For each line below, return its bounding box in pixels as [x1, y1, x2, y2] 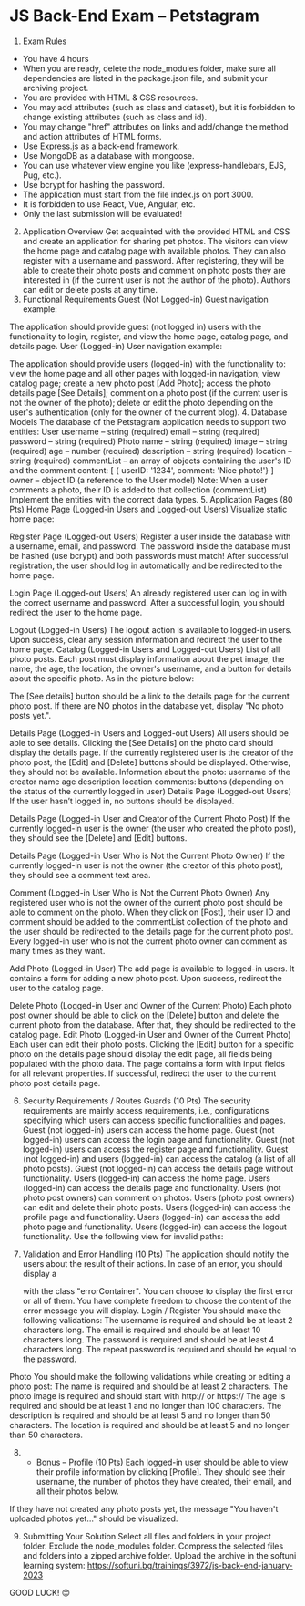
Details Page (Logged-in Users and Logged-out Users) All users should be [9, 727, 290, 739]
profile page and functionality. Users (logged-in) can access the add [22, 1211, 280, 1222]
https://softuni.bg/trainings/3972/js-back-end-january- [86, 1559, 293, 1570]
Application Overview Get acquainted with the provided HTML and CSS [22, 225, 290, 237]
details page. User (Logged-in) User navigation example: [9, 340, 223, 351]
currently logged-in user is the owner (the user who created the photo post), [9, 823, 297, 834]
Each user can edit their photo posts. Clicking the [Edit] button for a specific [9, 1039, 294, 1050]
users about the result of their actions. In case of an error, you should [22, 1258, 283, 1269]
